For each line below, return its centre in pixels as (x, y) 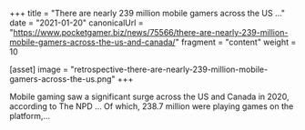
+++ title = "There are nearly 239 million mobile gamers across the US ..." (147, 13)
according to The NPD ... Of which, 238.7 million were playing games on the (152, 106)
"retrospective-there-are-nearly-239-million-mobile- (169, 69)
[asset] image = (39, 69)
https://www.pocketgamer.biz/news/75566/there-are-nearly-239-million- (151, 32)
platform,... (30, 116)
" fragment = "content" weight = (236, 42)
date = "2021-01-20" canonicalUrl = (76, 23)
